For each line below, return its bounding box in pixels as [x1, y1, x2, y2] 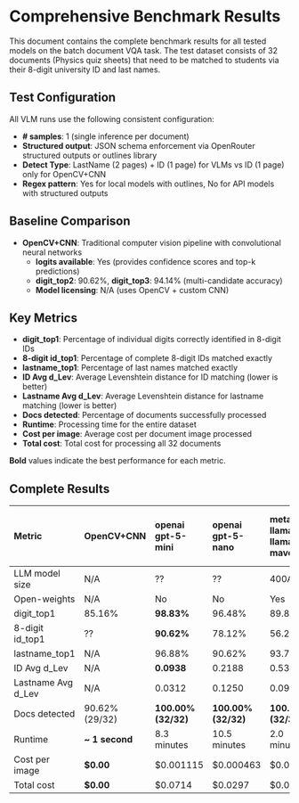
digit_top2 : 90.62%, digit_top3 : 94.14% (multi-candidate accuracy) [35, 274, 283, 286]
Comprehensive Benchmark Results [9, 6, 281, 27]
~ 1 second [84, 733, 133, 746]
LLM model [13, 568, 61, 580]
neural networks [21, 247, 83, 258]
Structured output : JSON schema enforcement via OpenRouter [21, 140, 255, 151]
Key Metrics [9, 310, 78, 325]
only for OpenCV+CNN [21, 168, 107, 179]
